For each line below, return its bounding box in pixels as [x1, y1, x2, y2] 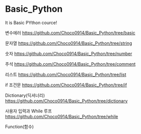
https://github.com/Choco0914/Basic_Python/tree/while [5, 113, 118, 119]
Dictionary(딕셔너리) [5, 92, 45, 98]
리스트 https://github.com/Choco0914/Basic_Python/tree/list [5, 71, 127, 77]
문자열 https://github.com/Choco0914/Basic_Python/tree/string [5, 40, 132, 46]
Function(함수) [5, 124, 34, 130]
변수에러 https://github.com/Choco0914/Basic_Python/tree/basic [5, 29, 136, 35]
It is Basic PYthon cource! [5, 20, 57, 26]
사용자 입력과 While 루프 [5, 108, 52, 114]
